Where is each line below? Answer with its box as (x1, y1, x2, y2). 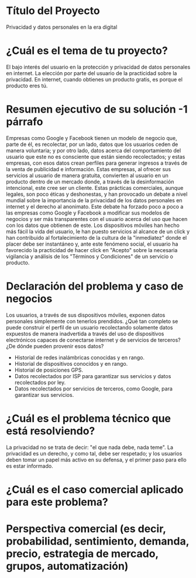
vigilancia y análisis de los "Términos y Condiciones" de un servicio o (6, 253, 174, 260)
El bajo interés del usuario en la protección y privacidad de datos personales (6, 63, 191, 70)
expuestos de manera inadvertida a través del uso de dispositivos (6, 330, 164, 337)
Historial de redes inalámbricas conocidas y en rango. (14, 353, 145, 361)
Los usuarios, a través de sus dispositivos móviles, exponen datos (6, 311, 166, 318)
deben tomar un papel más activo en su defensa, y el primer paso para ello (6, 456, 187, 463)
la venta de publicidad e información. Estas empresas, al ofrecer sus (6, 165, 171, 172)
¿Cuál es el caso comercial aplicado (6, 482, 184, 496)
